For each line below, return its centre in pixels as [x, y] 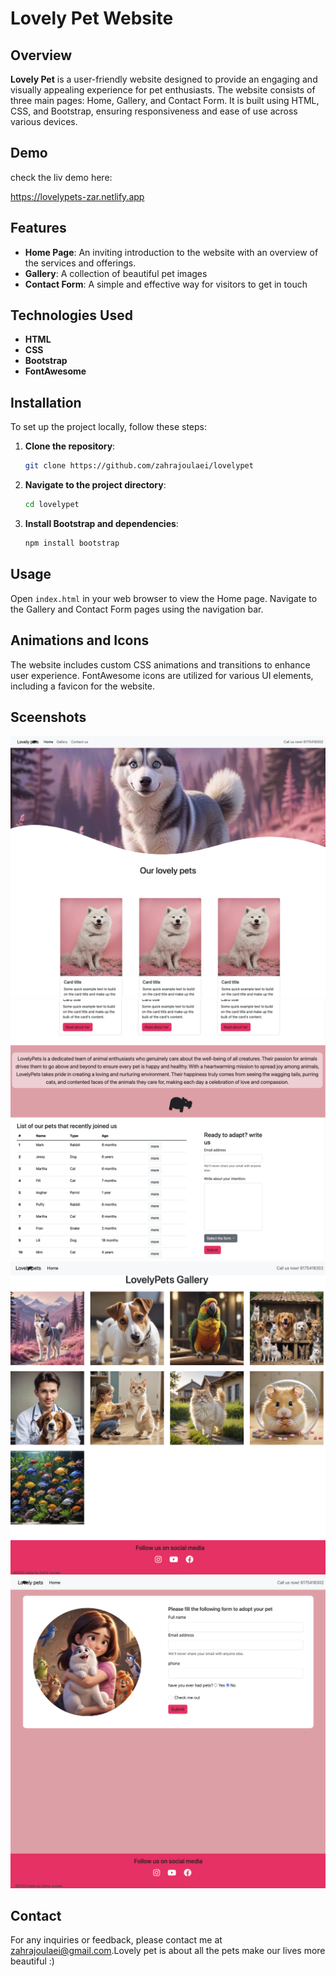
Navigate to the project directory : [95, 485]
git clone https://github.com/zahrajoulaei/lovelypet [139, 466]
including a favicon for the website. [83, 686]
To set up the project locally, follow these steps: [109, 427]
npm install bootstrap [72, 543]
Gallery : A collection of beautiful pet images [116, 273]
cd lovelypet [52, 505]
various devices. [44, 121]
